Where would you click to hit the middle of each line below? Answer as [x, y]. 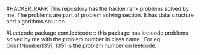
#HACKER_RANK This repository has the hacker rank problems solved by [98, 9]
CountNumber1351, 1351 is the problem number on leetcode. [82, 45]
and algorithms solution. [36, 21]
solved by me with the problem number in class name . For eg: [84, 39]
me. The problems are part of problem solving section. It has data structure [100, 15]
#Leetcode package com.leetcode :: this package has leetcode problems [98, 33]
